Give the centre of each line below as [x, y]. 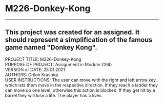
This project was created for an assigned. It [72, 32]
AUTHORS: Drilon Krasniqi [31, 75]
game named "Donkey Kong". [51, 47]
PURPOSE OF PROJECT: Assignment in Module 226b [59, 64]
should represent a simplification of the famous [79, 40]
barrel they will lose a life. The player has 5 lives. [54, 95]
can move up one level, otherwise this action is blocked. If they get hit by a [80, 90]
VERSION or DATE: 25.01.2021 [35, 69]
